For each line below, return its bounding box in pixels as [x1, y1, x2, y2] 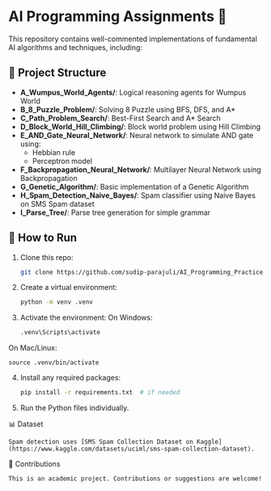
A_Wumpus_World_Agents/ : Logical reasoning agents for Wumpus [19, 87, 247, 97]
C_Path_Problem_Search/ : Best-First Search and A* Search [19, 113, 221, 123]
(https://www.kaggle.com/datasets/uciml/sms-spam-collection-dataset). [8, 445, 255, 453]
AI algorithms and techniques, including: [8, 42, 143, 52]
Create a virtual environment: [19, 283, 117, 292]
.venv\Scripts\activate [19, 329, 101, 337]
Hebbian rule [32, 147, 75, 157]
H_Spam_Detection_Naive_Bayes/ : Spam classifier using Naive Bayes [19, 190, 256, 200]
